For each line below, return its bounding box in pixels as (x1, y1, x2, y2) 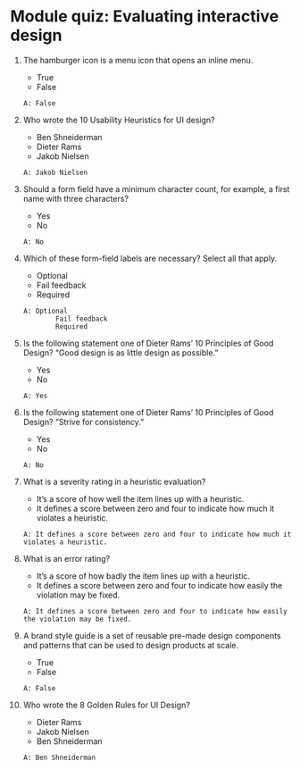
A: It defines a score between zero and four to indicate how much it (22, 530, 292, 539)
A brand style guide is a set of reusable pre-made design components (22, 630, 281, 640)
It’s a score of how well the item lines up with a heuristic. (36, 493, 245, 504)
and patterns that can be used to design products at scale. (22, 639, 239, 650)
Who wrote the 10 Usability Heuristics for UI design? (22, 114, 215, 125)
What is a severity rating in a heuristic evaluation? (22, 476, 206, 487)
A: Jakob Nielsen (22, 168, 88, 177)
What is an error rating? (22, 553, 111, 564)
